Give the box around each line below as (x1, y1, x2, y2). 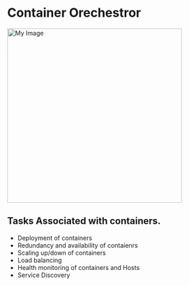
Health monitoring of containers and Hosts (17, 263, 140, 271)
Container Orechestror (7, 5, 142, 21)
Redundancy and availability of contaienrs (17, 241, 138, 249)
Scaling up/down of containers (17, 248, 106, 257)
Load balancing (17, 256, 62, 264)
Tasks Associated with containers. (7, 215, 161, 227)
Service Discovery (17, 271, 70, 279)
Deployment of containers (17, 234, 93, 242)
